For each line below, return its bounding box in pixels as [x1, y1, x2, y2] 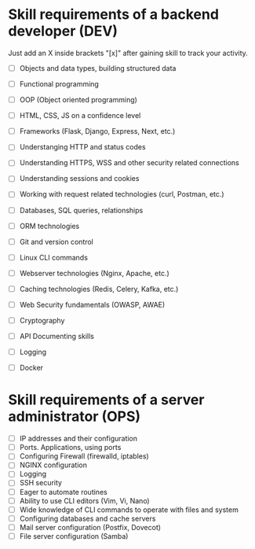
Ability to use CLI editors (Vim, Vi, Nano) [19, 496, 151, 505]
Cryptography [19, 315, 65, 325]
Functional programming [19, 79, 100, 88]
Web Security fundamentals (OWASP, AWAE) [19, 300, 166, 309]
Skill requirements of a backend [8, 6, 220, 24]
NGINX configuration [19, 460, 88, 470]
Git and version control [19, 237, 94, 246]
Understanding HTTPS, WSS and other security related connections [19, 158, 239, 168]
